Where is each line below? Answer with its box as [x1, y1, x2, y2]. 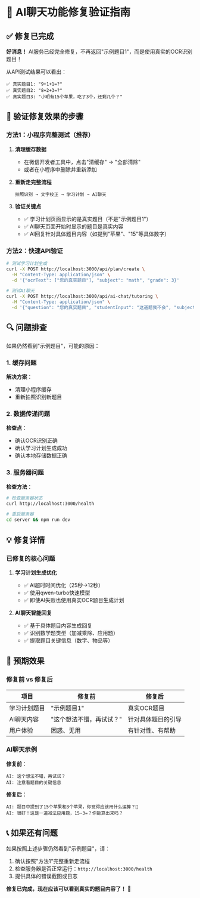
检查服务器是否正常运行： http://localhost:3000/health [14, 865, 153, 872]
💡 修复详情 [6, 535, 45, 545]
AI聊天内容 [9, 715, 39, 723]
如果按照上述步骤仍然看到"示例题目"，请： [6, 845, 111, 852]
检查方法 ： [6, 483, 33, 490]
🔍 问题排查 [6, 323, 48, 333]
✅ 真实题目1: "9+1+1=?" [6, 81, 62, 87]
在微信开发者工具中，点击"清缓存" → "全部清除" [23, 158, 141, 165]
